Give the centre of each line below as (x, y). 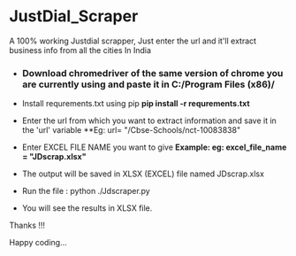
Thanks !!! (27, 225)
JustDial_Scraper (74, 16)
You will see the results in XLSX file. (87, 208)
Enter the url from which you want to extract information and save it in (149, 120)
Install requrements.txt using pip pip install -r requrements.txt (136, 104)
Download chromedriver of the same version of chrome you (152, 73)
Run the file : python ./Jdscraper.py (86, 191)
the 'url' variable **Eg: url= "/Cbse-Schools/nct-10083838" (131, 130)
